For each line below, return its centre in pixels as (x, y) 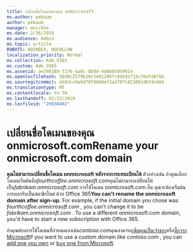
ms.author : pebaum (29, 17)
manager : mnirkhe (28, 28)
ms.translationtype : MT (36, 88)
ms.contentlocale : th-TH (37, 93)
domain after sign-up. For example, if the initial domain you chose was (93, 201)
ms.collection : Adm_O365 (37, 60)
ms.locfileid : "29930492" (38, 104)
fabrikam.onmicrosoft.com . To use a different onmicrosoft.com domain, (94, 213)
